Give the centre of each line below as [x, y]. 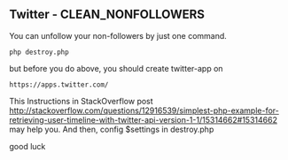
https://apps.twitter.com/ [59, 84]
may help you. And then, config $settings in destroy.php [112, 129]
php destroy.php [39, 52]
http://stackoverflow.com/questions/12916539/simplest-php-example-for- [144, 110]
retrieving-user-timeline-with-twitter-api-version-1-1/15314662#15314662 [143, 119]
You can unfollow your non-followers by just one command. [118, 35]
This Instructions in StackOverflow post [81, 101]
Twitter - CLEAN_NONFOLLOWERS [107, 15]
